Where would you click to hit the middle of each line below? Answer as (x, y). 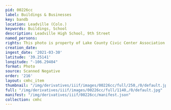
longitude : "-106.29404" (32, 62)
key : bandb (17, 19)
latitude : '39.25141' (28, 57)
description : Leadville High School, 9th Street (58, 33)
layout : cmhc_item (25, 81)
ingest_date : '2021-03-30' (34, 52)
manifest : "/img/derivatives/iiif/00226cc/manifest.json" (68, 95)
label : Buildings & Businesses (38, 15)
